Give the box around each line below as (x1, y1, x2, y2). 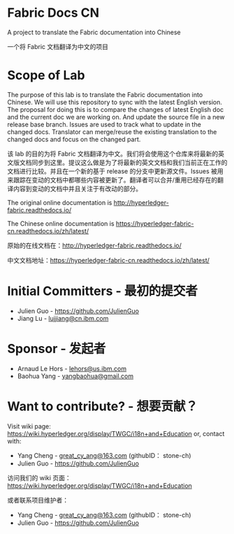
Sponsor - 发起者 (7, 341, 106, 356)
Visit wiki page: (7, 421, 51, 431)
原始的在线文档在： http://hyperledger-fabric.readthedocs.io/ (7, 241, 182, 250)
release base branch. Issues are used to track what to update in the (7, 120, 201, 129)
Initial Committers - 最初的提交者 (7, 283, 198, 299)
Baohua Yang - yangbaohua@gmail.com (17, 372, 134, 380)
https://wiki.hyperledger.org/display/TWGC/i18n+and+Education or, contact (7, 429, 225, 438)
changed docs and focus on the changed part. (7, 135, 141, 143)
